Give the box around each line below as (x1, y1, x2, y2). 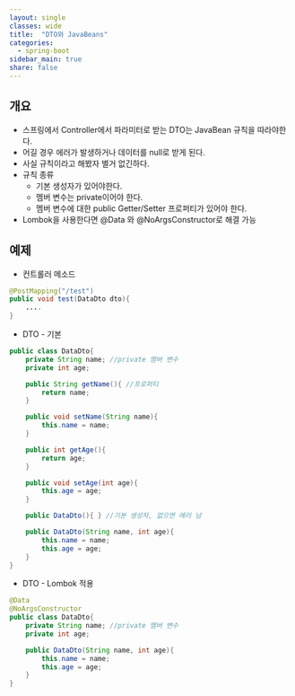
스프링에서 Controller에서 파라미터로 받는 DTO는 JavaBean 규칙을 (22, 124, 256, 135)
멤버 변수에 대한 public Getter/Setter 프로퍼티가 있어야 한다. (35, 203, 247, 214)
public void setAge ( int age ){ (25, 478, 139, 488)
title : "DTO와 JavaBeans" (9, 30, 108, 39)
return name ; (41, 388, 91, 397)
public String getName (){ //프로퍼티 (25, 379, 159, 389)
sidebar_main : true (9, 55, 82, 64)
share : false (9, 64, 58, 73)
